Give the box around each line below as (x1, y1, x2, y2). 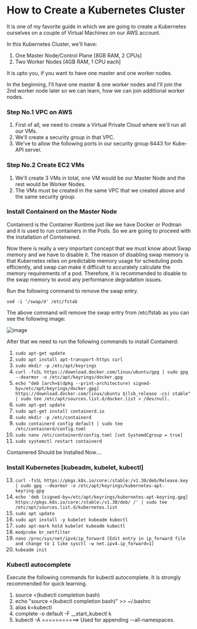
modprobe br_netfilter (15, 529, 71, 536)
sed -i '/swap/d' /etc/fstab (6, 299, 78, 305)
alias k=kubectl (15, 604, 52, 611)
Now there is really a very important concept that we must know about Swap (6, 245, 191, 252)
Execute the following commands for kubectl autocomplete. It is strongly (6, 574, 181, 581)
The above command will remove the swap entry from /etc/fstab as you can (6, 309, 189, 316)
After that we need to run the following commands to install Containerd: (6, 338, 179, 345)
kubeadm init (15, 547, 47, 553)
